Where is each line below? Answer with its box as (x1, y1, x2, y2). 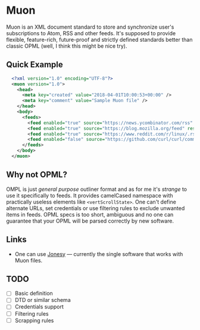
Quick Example (6, 60, 64, 70)
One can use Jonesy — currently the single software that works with (14, 250, 183, 257)
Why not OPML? (6, 169, 67, 180)
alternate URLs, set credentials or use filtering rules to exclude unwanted (6, 204, 185, 212)
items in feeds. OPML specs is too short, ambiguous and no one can (6, 211, 174, 218)
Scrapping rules (14, 317, 54, 324)
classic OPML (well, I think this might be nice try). (6, 42, 127, 50)
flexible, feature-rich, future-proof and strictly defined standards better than (6, 36, 193, 43)
